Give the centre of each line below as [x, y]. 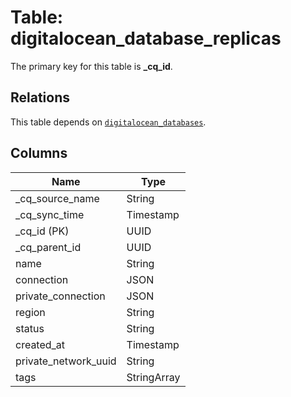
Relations [40, 97]
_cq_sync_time [50, 214]
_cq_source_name [57, 198]
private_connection [60, 296]
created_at [40, 344]
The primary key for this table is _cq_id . [91, 66]
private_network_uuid [66, 361]
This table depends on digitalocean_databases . [108, 122]
